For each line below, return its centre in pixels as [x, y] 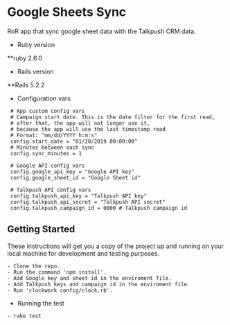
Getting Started [41, 229]
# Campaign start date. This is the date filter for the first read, [113, 117]
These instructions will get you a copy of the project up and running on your [115, 246]
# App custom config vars [47, 111]
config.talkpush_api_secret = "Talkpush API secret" [88, 202]
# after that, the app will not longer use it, [80, 123]
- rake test [24, 316]
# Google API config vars [47, 166]
